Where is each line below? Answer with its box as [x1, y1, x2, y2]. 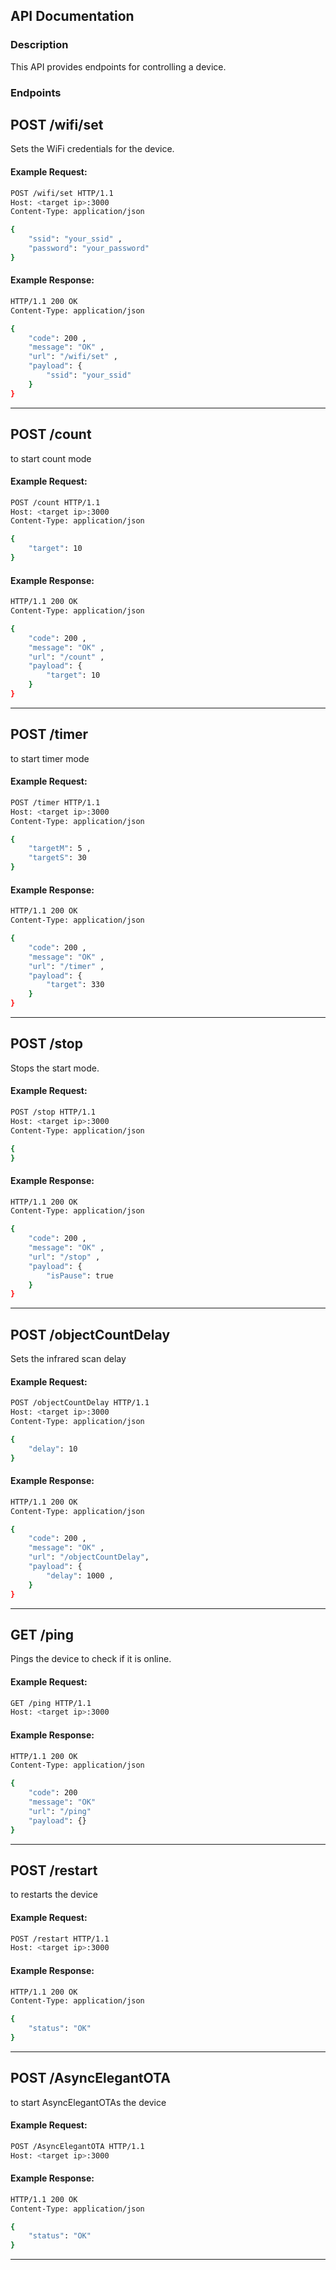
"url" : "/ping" [28, 1806, 92, 1816]
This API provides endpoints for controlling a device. [10, 60, 227, 73]
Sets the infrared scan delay [10, 1353, 127, 1365]
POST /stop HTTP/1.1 [10, 1107, 97, 1118]
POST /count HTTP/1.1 [10, 497, 101, 508]
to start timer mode [10, 752, 90, 764]
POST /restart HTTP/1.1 [10, 1934, 110, 1944]
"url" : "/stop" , [28, 1252, 101, 1262]
